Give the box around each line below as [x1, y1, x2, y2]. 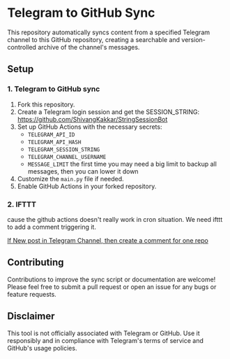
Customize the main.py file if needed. [17, 174, 124, 183]
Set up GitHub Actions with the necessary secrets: [17, 122, 162, 131]
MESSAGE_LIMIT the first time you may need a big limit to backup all [27, 160, 217, 168]
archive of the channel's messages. [38, 43, 140, 51]
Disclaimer [7, 310, 55, 323]
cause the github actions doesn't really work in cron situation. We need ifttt [7, 215, 223, 223]
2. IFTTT [7, 199, 37, 209]
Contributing [7, 257, 64, 269]
